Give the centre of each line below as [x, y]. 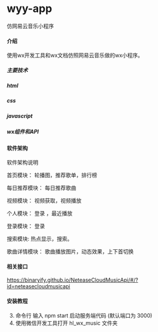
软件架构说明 [22, 162]
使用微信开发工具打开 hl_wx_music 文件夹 [66, 323]
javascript [20, 116]
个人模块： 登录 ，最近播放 [40, 213]
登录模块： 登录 [26, 226]
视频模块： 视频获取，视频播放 [44, 201]
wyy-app [30, 9]
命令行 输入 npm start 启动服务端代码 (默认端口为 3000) [84, 315]
